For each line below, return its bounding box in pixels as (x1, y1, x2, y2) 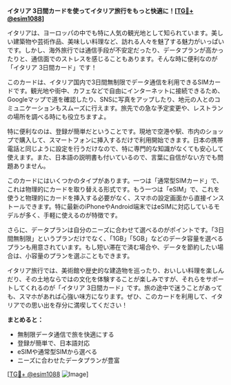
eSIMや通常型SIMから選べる (17, 348, 98, 355)
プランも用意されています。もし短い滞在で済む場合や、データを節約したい (7, 243, 218, 251)
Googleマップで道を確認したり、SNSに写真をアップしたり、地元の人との (7, 95, 215, 103)
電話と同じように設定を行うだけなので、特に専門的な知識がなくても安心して (7, 144, 224, 153)
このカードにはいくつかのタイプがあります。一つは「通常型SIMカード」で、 (7, 176, 223, 185)
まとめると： (7, 316, 43, 323)
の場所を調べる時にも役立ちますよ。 (7, 113, 110, 120)
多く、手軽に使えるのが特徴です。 (25, 211, 122, 219)
